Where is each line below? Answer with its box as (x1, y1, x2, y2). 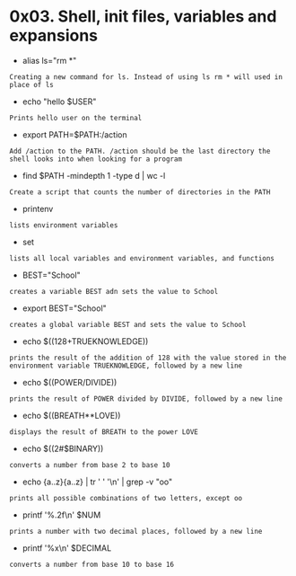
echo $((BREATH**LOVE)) (22, 410, 121, 421)
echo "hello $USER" (22, 96, 97, 107)
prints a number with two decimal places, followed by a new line (9, 527, 263, 536)
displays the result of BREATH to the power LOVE (9, 427, 199, 437)
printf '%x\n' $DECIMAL (22, 542, 112, 554)
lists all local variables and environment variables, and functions (9, 253, 275, 262)
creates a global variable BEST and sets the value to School (9, 320, 247, 329)
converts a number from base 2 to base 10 (9, 460, 170, 469)
